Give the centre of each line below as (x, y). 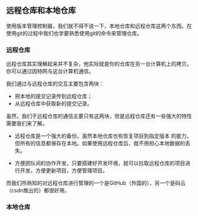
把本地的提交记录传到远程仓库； (53, 97)
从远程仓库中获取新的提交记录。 (53, 104)
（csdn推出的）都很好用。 (38, 191)
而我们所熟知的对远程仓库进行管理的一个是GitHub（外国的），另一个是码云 (96, 183)
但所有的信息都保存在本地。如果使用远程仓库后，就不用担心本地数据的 (100, 144)
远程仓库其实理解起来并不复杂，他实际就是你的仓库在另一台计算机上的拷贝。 (99, 64)
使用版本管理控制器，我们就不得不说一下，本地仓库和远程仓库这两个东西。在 (99, 26)
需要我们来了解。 (27, 124)
